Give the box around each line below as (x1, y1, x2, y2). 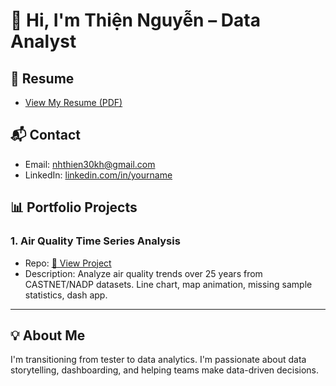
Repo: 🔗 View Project (24, 257, 112, 269)
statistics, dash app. (24, 289, 108, 301)
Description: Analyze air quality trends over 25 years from (24, 267, 263, 279)
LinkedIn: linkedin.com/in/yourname (24, 169, 173, 181)
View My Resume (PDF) (24, 97, 123, 108)
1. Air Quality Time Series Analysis (10, 234, 181, 248)
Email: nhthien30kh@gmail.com (24, 158, 156, 170)
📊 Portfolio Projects (10, 199, 138, 216)
